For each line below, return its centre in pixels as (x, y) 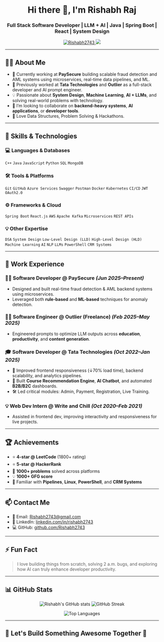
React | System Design (82, 31)
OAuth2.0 (14, 193)
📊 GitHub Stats (29, 590)
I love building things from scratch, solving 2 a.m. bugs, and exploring (87, 564)
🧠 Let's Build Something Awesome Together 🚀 (76, 633)
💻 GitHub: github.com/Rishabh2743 (49, 528)
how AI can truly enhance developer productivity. (66, 569)
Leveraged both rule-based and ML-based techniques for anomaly (80, 299)
